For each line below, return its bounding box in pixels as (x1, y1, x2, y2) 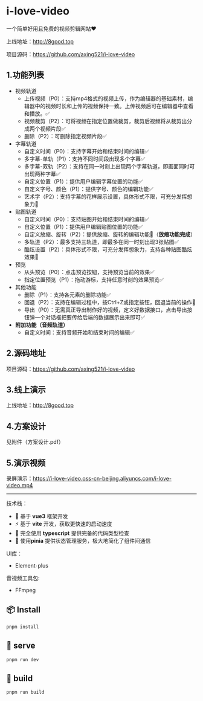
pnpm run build (6, 690, 45, 696)
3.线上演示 (6, 385, 47, 395)
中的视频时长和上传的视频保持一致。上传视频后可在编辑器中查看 (34, 102, 194, 109)
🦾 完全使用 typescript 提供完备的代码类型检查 (14, 530, 130, 537)
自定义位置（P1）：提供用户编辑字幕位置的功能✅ (24, 178, 143, 185)
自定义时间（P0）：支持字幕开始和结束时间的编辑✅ (24, 147, 150, 155)
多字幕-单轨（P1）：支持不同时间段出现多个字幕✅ (24, 155, 146, 162)
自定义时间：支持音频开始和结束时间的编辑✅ (24, 328, 135, 336)
